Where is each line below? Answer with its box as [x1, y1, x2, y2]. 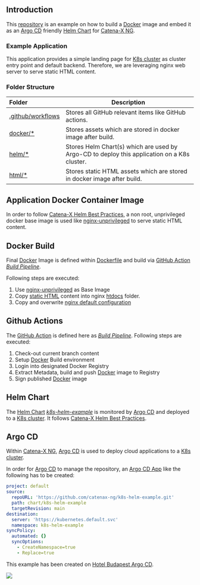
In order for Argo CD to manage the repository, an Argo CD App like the [6, 465, 181, 473]
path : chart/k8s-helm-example [11, 500, 86, 506]
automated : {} [11, 533, 46, 539]
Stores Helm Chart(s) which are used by [65, 143, 178, 151]
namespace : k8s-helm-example [11, 522, 84, 528]
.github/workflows [9, 112, 60, 120]
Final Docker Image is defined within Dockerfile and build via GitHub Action [6, 256, 190, 264]
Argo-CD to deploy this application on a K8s [65, 150, 190, 159]
